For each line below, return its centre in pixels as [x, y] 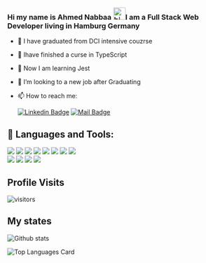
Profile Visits [36, 182]
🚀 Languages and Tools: [61, 134]
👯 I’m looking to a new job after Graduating [79, 82]
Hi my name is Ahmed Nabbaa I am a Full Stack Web [103, 17]
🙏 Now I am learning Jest [54, 68]
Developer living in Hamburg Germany [74, 26]
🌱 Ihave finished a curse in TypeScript [72, 55]
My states [29, 221]
